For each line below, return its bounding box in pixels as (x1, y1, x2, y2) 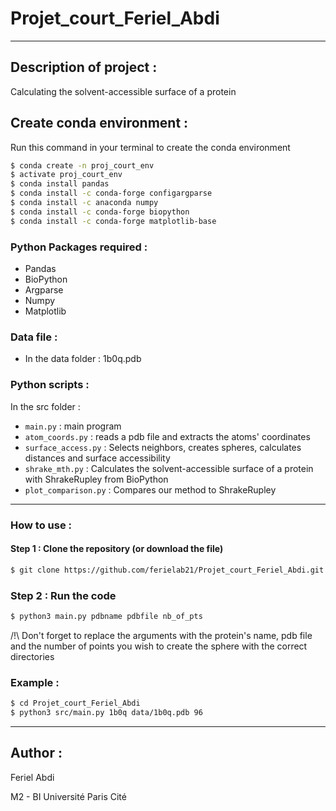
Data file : (10, 330, 58, 344)
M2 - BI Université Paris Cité (10, 790, 127, 802)
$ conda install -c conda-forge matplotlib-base (10, 216, 217, 226)
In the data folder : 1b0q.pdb (24, 353, 142, 365)
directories (10, 650, 55, 662)
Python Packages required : (10, 240, 148, 254)
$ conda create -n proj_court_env (10, 160, 155, 171)
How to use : (10, 518, 72, 532)
